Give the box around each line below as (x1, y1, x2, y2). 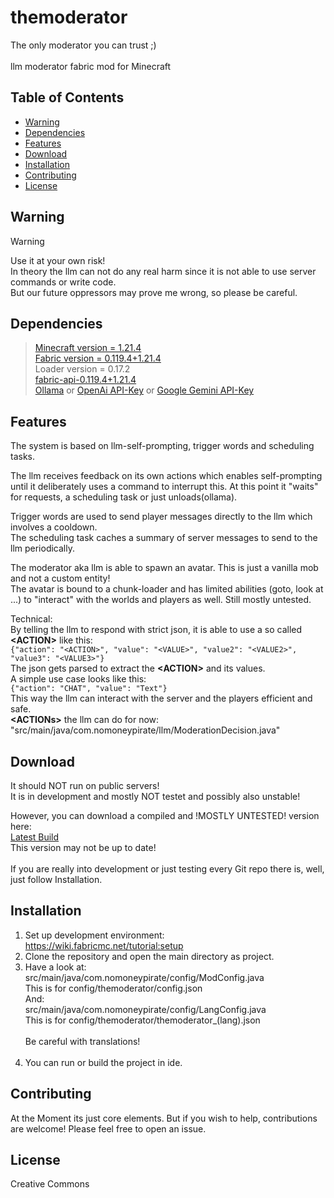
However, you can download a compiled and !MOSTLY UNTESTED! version (10, 810, 320, 821)
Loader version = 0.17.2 (34, 363, 131, 375)
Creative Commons (10, 1178, 90, 1190)
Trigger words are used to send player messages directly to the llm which (10, 511, 313, 523)
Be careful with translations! (24, 1035, 141, 1047)
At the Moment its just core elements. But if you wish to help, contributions (10, 1112, 318, 1124)
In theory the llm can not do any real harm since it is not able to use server (10, 265, 317, 277)
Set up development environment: (24, 929, 165, 941)
